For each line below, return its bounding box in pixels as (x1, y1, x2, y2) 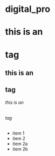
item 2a (12, 141, 28, 147)
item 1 (12, 130, 25, 136)
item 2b (12, 146, 28, 152)
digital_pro (5, 3, 51, 15)
